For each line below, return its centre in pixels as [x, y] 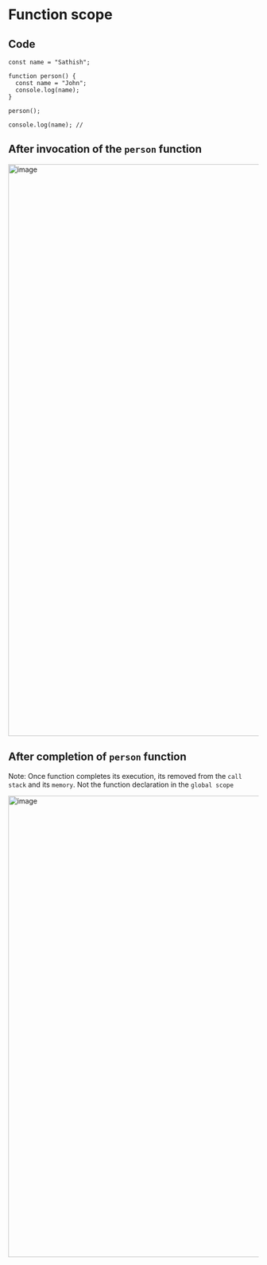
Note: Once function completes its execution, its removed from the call [125, 776]
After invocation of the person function [105, 149]
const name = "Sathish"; [49, 62]
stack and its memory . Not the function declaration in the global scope [121, 784]
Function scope [60, 15]
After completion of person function [97, 757]
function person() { [43, 76]
